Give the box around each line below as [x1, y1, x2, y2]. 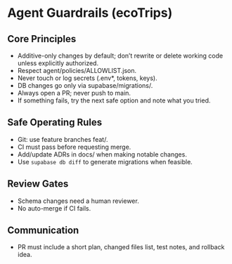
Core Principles [7, 33, 77, 45]
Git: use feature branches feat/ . [17, 135, 108, 143]
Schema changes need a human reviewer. [17, 197, 139, 205]
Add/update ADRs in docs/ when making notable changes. [17, 150, 188, 159]
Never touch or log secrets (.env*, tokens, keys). [17, 74, 157, 82]
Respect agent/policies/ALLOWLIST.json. [17, 67, 137, 74]
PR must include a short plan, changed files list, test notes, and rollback [17, 243, 225, 251]
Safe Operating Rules [7, 117, 103, 128]
